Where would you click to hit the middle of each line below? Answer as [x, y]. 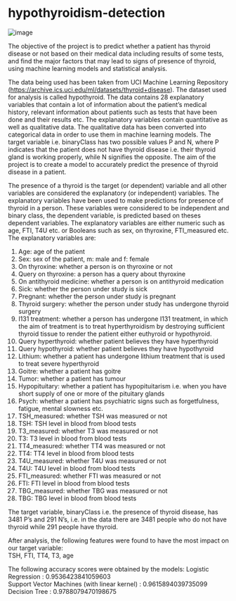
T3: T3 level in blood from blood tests [72, 438]
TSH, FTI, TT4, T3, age [41, 555]
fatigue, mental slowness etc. [61, 408]
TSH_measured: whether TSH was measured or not [93, 416]
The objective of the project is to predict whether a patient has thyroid [109, 46]
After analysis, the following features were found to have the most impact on [118, 540]
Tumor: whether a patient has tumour [72, 379]
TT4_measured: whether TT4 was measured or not [92, 445]
